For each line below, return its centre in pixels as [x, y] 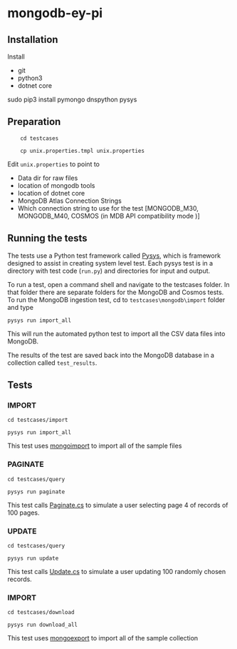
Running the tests [47, 238]
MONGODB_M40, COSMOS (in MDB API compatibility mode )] [109, 216]
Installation [33, 40]
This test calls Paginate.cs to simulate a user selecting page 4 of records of [118, 505]
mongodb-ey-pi [55, 13]
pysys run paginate [36, 492]
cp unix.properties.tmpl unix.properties [82, 151]
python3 [30, 78]
